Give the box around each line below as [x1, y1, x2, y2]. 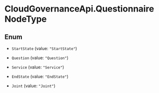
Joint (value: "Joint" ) [11, 83, 56, 89]
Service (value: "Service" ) [11, 64, 64, 70]
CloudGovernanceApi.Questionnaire [4, 3, 155, 14]
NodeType [4, 13, 47, 25]
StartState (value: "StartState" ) [11, 46, 77, 51]
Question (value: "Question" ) [11, 55, 69, 61]
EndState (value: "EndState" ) [11, 74, 69, 79]
